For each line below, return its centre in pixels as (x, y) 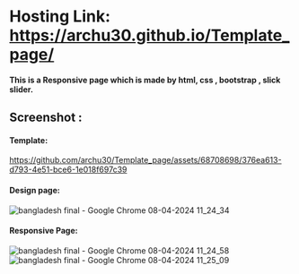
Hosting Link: (60, 17)
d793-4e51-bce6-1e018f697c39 (68, 170)
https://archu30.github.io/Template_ (149, 35)
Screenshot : (46, 118)
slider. (22, 89)
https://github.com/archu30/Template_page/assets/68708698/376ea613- (145, 160)
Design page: (35, 190)
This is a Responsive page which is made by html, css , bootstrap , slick (145, 80)
